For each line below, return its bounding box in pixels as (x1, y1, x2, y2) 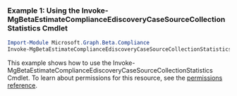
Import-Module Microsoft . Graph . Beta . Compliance (7, 40, 150, 47)
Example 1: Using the (7, 6, 80, 16)
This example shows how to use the (7, 59, 111, 67)
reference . (7, 81, 37, 90)
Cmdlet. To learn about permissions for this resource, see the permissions (7, 73, 223, 83)
